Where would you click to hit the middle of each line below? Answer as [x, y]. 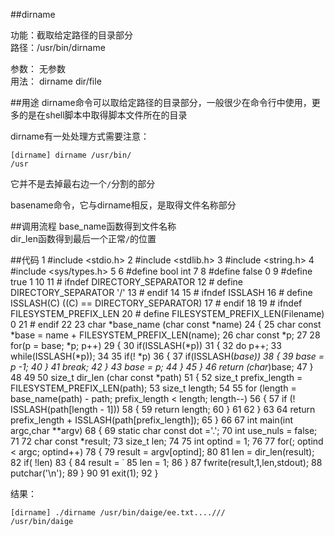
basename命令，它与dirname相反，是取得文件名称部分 [123, 205]
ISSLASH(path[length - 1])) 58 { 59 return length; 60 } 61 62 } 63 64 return [163, 409]
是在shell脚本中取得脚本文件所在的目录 [107, 115]
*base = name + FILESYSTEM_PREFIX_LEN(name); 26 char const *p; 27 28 [165, 335]
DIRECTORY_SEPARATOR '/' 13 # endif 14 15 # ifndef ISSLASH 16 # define [161, 292]
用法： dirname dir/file [56, 81]
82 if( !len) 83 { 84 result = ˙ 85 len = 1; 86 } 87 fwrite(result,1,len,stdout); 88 [166, 462]
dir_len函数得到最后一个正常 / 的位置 [83, 238]
